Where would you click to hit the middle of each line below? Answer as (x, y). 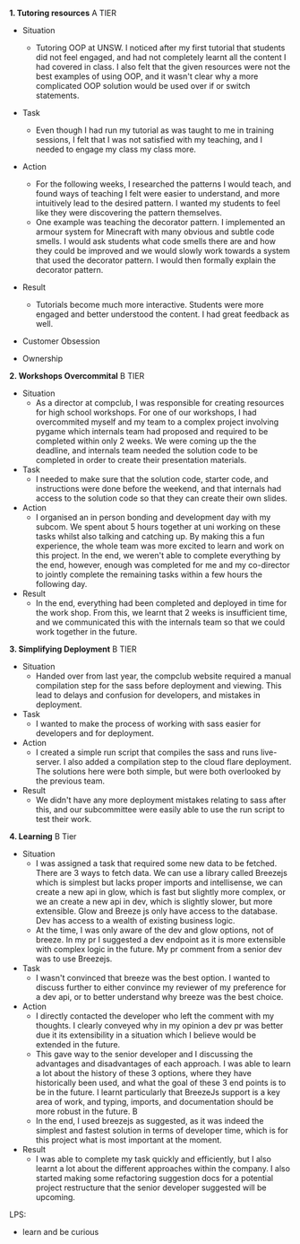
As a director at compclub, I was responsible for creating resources (160, 403)
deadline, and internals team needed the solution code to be (146, 451)
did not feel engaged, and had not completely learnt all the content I (161, 57)
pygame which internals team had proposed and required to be (152, 431)
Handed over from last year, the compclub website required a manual (163, 676)
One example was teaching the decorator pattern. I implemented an (160, 222)
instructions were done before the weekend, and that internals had (159, 489)
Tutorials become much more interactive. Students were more (150, 305)
